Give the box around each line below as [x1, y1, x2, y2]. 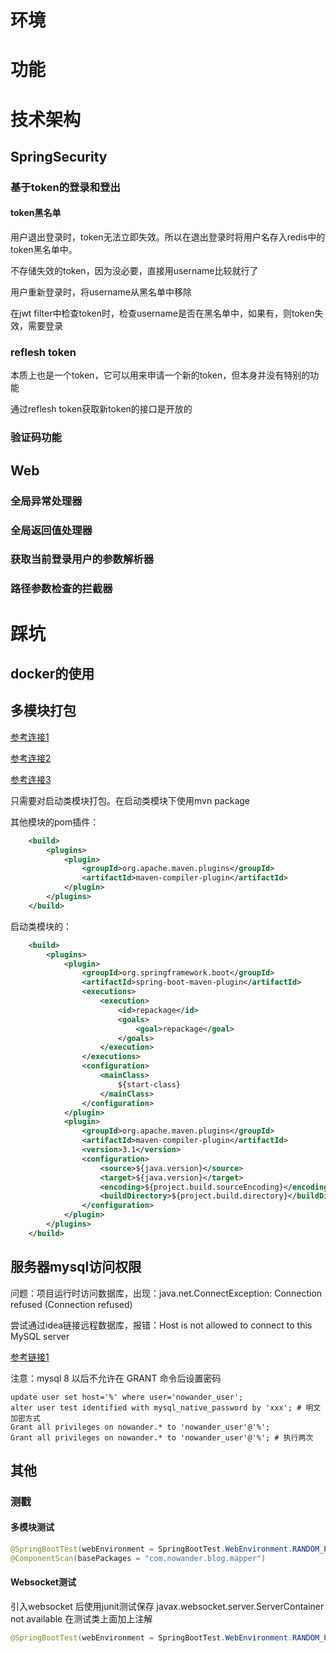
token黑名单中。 [10, 244, 78, 256]
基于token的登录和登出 [10, 180, 121, 194]
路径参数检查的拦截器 [10, 582, 113, 596]
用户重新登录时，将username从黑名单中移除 [10, 286, 192, 298]
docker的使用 [10, 665, 95, 682]
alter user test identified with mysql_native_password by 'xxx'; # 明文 [10, 1402, 322, 1413]
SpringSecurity [10, 148, 108, 165]
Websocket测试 [10, 1576, 77, 1588]
